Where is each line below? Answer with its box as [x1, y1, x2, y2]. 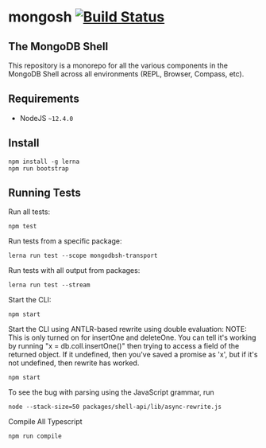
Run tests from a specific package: [8, 236, 122, 246]
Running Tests [8, 186, 81, 200]
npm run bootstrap [8, 164, 69, 173]
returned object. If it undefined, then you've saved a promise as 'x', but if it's [8, 350, 258, 360]
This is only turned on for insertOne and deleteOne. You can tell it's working [8, 333, 256, 342]
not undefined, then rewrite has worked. [8, 358, 140, 368]
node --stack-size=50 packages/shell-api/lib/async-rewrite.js [8, 403, 222, 411]
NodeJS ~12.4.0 [19, 113, 74, 123]
